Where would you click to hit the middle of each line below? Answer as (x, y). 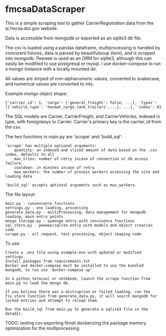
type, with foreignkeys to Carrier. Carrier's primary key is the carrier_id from (83, 121)
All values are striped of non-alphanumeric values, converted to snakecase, (83, 78)
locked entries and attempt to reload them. (52, 301)
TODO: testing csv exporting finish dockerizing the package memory (76, 323)
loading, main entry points (34, 216)
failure (13, 163)
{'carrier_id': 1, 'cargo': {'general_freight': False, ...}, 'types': (81, 103)
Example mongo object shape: (36, 93)
